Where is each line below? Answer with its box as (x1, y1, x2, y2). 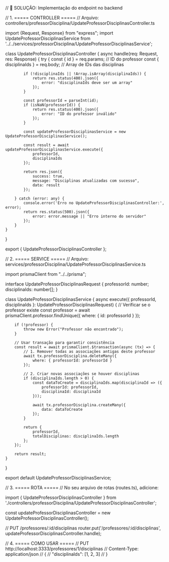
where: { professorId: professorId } (32, 358, 113, 363)
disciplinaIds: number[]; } (5, 287, 58, 292)
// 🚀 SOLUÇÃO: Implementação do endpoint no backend (5, 5, 123, 11)
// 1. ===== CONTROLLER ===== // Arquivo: (5, 15, 99, 20)
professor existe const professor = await (5, 307, 90, 313)
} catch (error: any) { (14, 196, 65, 201)
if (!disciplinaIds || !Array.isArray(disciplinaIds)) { (23, 71, 146, 76)
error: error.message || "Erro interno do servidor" (32, 214, 146, 219)
